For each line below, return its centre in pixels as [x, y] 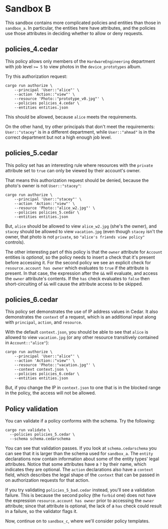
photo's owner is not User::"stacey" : [43, 185]
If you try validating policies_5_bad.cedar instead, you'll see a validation [80, 490]
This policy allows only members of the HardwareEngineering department [80, 61]
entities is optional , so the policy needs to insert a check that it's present [80, 257]
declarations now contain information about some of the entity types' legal [82, 459]
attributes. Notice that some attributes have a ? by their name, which [76, 464]
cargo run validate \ [28, 430]
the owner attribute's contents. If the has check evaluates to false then [77, 278]
